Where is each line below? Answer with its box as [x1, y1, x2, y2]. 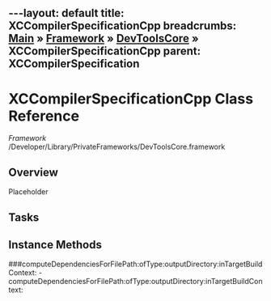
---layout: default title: [8, 6, 125, 20]
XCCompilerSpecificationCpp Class [8, 89, 253, 108]
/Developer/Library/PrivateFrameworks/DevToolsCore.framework [8, 142, 226, 152]
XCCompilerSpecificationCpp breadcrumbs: [8, 19, 237, 33]
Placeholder [8, 187, 49, 197]
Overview [8, 165, 59, 179]
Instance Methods [8, 238, 103, 252]
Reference [8, 107, 79, 125]
